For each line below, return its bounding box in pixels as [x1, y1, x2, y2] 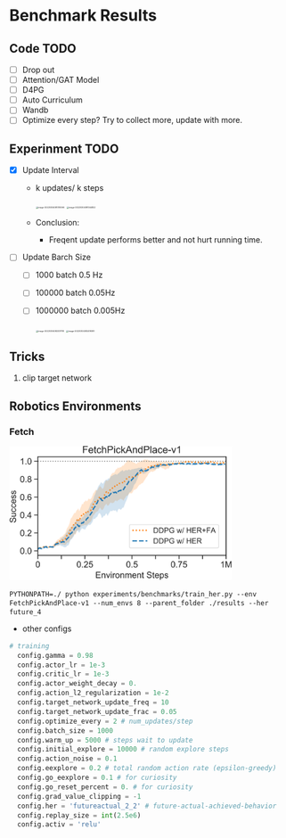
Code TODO [9, 41, 78, 56]
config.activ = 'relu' [17, 820, 102, 829]
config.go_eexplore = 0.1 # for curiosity [17, 773, 177, 783]
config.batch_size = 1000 [17, 726, 114, 735]
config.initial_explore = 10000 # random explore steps [17, 745, 229, 754]
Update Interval [21, 165, 79, 176]
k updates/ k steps [35, 183, 104, 193]
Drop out [21, 64, 55, 75]
